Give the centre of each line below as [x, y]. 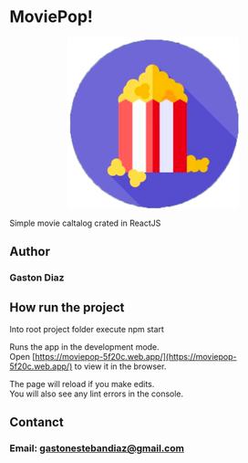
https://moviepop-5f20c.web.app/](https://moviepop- [136, 357]
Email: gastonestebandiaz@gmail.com [97, 448]
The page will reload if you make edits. [82, 384]
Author [30, 252]
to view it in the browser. [120, 366]
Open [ [22, 357]
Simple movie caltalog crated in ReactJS [85, 223]
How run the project [67, 307]
